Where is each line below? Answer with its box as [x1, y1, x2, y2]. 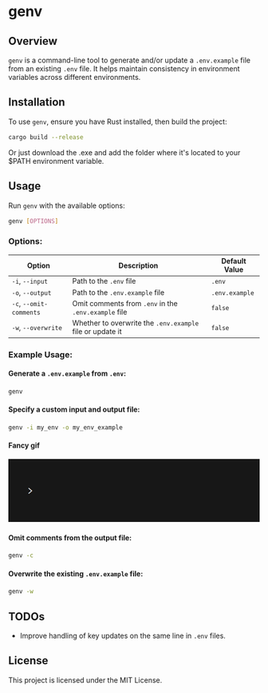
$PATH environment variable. [8, 156, 104, 165]
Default [221, 257, 246, 266]
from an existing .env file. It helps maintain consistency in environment [8, 64, 241, 74]
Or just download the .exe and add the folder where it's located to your [8, 147, 241, 157]
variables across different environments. [8, 73, 141, 82]
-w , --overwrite [11, 322, 62, 332]
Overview [8, 34, 58, 48]
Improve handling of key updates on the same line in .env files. [19, 631, 226, 640]
